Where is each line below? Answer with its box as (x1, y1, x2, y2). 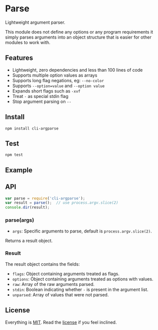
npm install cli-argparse (5, 126, 58, 131)
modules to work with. (5, 39, 51, 45)
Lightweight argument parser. (5, 19, 65, 25)
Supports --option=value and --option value (12, 83, 105, 89)
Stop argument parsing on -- (12, 98, 72, 104)
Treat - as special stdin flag (12, 93, 68, 99)
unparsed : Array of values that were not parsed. (12, 291, 109, 297)
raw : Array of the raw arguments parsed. (12, 281, 95, 287)
